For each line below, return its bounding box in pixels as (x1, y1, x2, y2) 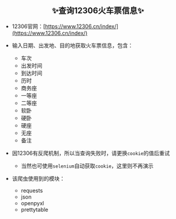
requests (20, 187, 43, 194)
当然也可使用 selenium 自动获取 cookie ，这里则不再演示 (20, 162, 154, 169)
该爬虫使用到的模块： (11, 175, 65, 182)
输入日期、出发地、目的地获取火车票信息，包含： (11, 41, 133, 49)
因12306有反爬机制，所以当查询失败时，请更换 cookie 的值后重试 (11, 149, 170, 157)
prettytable (20, 206, 49, 213)
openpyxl (20, 199, 44, 206)
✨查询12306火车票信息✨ (52, 5, 144, 16)
